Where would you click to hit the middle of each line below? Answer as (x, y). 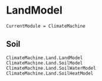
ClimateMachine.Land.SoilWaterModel (51, 68)
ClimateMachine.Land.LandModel (45, 58)
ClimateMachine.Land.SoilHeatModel (50, 73)
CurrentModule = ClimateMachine (46, 26)
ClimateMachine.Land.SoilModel (45, 63)
